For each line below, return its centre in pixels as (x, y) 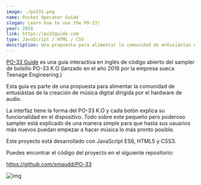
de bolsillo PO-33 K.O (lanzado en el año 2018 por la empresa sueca (90, 68)
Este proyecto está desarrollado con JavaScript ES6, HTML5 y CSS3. (91, 141)
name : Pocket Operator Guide (42, 17)
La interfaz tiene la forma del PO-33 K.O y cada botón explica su (86, 110)
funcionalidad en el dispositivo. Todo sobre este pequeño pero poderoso (96, 116)
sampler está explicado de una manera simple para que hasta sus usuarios (98, 123)
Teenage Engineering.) (34, 75)
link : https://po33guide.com (42, 34)
